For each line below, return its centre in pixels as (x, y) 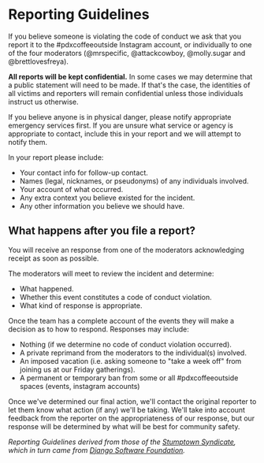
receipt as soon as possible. (54, 258)
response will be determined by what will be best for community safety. (124, 426)
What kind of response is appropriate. (81, 306)
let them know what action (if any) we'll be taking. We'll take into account (127, 409)
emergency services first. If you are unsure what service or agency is (121, 125)
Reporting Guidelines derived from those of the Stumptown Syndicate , (122, 442)
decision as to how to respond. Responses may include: (99, 329)
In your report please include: (56, 157)
